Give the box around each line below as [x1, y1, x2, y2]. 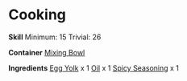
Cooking [8, 6, 67, 24]
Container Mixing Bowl [8, 47, 85, 57]
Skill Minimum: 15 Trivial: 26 [8, 32, 102, 42]
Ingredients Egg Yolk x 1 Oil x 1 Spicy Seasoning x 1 [8, 63, 180, 73]
